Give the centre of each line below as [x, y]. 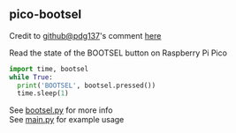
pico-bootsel [46, 15]
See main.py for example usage [67, 120]
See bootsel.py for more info [61, 110]
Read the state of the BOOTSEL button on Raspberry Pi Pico [118, 53]
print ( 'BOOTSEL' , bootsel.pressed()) [87, 85]
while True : [31, 77]
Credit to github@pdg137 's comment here [85, 35]
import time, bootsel [49, 69]
